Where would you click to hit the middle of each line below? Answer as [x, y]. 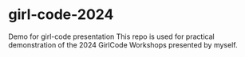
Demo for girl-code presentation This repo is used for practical [111, 36]
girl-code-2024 [61, 15]
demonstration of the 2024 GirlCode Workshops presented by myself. [123, 44]
